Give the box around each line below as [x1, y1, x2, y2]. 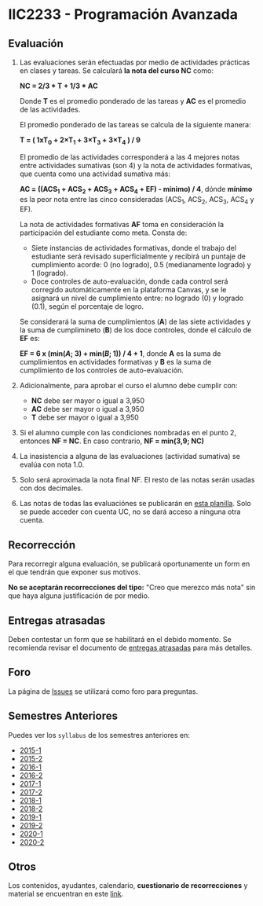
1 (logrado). [31, 269, 68, 278]
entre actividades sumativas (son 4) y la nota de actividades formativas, [19, 160, 253, 170]
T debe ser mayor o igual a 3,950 [31, 413, 139, 422]
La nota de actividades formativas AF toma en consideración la [19, 220, 225, 229]
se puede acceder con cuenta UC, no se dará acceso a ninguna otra [19, 507, 241, 516]
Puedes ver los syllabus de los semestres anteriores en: [8, 730, 190, 739]
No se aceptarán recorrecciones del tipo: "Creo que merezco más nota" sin [8, 583, 256, 592]
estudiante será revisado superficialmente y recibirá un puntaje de [31, 251, 246, 261]
